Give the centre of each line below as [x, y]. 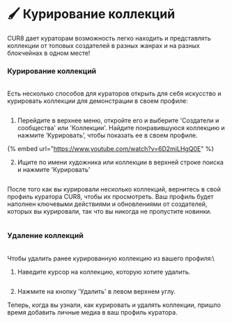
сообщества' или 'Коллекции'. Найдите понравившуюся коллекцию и [121, 128]
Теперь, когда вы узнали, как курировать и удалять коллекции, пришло [114, 305]
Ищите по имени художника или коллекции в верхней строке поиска [121, 162]
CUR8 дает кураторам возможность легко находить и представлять [109, 38]
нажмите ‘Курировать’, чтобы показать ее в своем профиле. [107, 135]
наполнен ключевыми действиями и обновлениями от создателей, [107, 204]
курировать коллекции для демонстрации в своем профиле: [98, 101]
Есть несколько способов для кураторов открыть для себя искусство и [114, 94]
